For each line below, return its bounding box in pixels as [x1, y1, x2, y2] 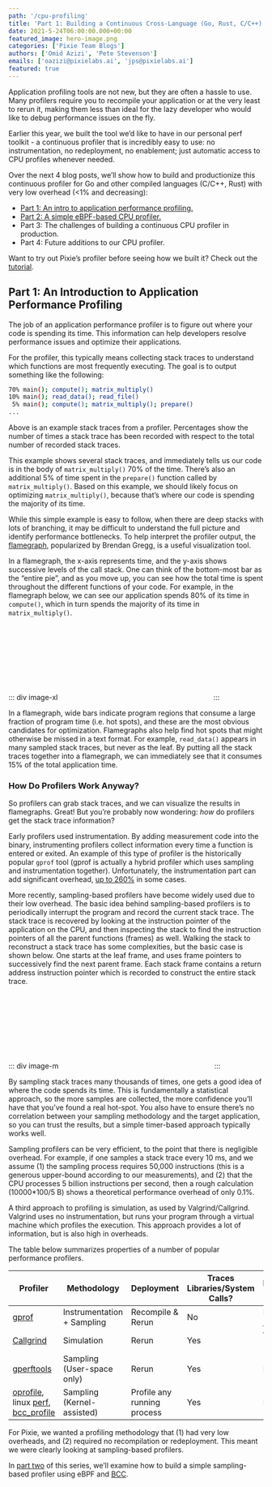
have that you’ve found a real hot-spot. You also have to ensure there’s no [8, 1102, 255, 1112]
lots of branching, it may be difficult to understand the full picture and [8, 523, 240, 533]
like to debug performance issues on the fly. [8, 113, 155, 122]
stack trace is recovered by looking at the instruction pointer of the [8, 916, 232, 926]
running [130, 1397, 160, 1408]
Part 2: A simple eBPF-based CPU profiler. [19, 212, 162, 221]
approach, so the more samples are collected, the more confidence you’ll [8, 1094, 253, 1104]
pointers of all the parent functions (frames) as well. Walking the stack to [8, 934, 251, 943]
